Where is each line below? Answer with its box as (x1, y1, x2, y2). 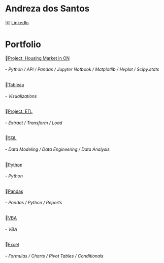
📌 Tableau (5, 82, 25, 88)
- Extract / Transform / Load (5, 120, 63, 126)
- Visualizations (5, 93, 37, 99)
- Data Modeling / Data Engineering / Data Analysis (5, 146, 110, 152)
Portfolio (5, 39, 41, 50)
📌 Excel (5, 242, 19, 248)
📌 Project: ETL (5, 108, 33, 114)
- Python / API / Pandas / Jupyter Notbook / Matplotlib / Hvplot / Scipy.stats (5, 66, 159, 72)
